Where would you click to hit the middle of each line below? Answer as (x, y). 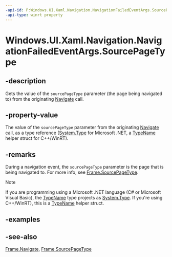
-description (26, 81)
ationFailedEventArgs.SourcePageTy (85, 51)
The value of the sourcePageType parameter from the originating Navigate (82, 127)
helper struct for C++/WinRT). (37, 138)
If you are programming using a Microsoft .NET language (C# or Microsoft (83, 192)
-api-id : (15, 10)
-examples (23, 219)
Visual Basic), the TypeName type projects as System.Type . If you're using (84, 198)
